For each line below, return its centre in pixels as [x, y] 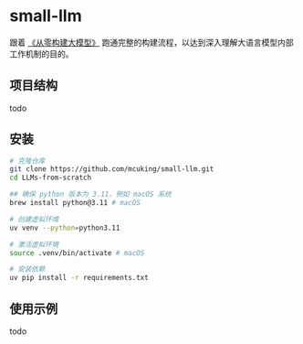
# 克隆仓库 [27, 161]
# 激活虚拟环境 [34, 244]
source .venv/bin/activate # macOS [77, 253]
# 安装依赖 [27, 269]
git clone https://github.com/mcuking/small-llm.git [112, 169]
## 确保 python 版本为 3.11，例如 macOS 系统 [90, 194]
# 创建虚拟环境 [34, 219]
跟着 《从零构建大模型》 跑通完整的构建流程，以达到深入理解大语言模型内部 [151, 42]
